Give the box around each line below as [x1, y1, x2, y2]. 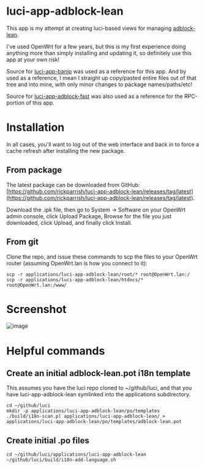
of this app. [26, 99, 55, 106]
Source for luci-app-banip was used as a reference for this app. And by [6, 67, 187, 75]
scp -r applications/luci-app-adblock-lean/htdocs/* [6, 276, 144, 283]
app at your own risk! [6, 56, 60, 63]
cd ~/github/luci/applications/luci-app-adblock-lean [6, 451, 147, 458]
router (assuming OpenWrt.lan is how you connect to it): [6, 259, 148, 267]
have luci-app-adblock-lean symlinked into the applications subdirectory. [6, 391, 191, 398]
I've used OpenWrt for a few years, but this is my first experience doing [6, 43, 186, 50]
